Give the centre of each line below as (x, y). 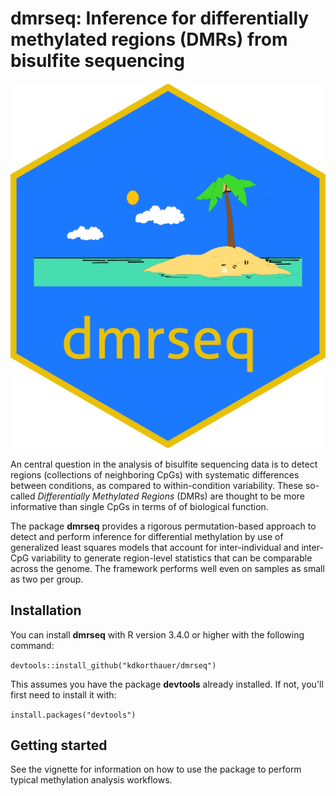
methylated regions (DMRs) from (149, 39)
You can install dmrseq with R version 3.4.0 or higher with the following (157, 634)
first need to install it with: (63, 694)
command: (32, 645)
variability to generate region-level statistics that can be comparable (172, 558)
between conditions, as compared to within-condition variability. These (156, 485)
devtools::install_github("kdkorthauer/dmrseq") (113, 665)
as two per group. (47, 579)
